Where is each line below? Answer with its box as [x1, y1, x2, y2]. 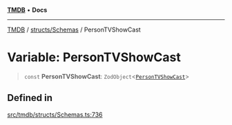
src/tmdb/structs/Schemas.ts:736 [7, 110, 103, 119]
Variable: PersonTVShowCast [7, 49, 181, 65]
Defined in [7, 92, 53, 104]
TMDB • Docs [7, 6, 48, 14]
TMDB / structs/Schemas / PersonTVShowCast [7, 25, 142, 34]
